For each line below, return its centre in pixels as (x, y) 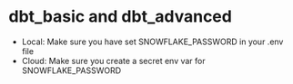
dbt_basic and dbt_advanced (121, 17)
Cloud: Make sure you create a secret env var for (113, 61)
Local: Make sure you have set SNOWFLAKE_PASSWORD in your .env (152, 42)
